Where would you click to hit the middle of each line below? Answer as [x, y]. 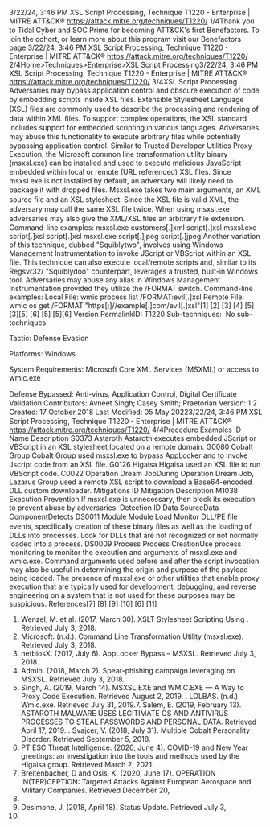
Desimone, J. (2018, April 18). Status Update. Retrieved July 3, [123, 807]
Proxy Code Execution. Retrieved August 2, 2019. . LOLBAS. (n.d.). [130, 696]
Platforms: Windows [42, 354]
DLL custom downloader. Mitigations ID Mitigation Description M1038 [124, 490]
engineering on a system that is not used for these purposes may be [122, 595]
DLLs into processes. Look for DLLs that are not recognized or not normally [134, 535]
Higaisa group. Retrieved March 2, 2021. [87, 765]
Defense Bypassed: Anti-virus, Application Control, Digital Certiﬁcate [123, 394]
